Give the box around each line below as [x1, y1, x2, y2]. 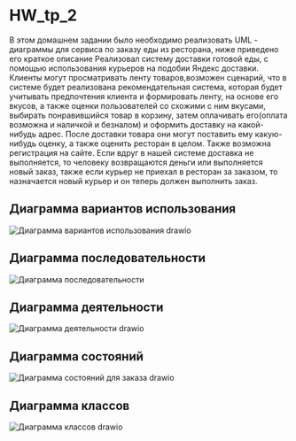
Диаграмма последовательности [9, 251, 206, 266]
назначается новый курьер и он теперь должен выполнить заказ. [9, 175, 259, 186]
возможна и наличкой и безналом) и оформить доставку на [9, 119, 237, 129]
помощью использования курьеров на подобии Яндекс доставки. [9, 63, 260, 73]
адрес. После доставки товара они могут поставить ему [38, 128, 253, 139]
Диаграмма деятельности [9, 299, 164, 314]
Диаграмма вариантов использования [9, 201, 237, 217]
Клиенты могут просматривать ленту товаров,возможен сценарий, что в [9, 72, 287, 82]
